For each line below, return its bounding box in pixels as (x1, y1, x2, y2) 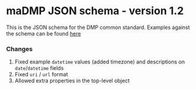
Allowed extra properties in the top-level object (14, 77, 130, 84)
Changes (6, 44, 33, 53)
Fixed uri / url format (14, 71, 68, 78)
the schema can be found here (6, 30, 81, 37)
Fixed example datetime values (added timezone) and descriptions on (14, 58, 185, 66)
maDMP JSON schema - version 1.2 (6, 4, 184, 18)
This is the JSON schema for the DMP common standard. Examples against (6, 24, 191, 31)
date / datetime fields (14, 65, 64, 72)
